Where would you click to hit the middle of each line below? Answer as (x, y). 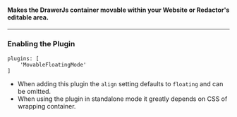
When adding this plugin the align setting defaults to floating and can (120, 83)
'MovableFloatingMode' (53, 64)
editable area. (28, 17)
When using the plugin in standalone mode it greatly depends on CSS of (122, 99)
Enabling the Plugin (41, 44)
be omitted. (34, 91)
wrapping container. (47, 106)
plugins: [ (23, 58)
